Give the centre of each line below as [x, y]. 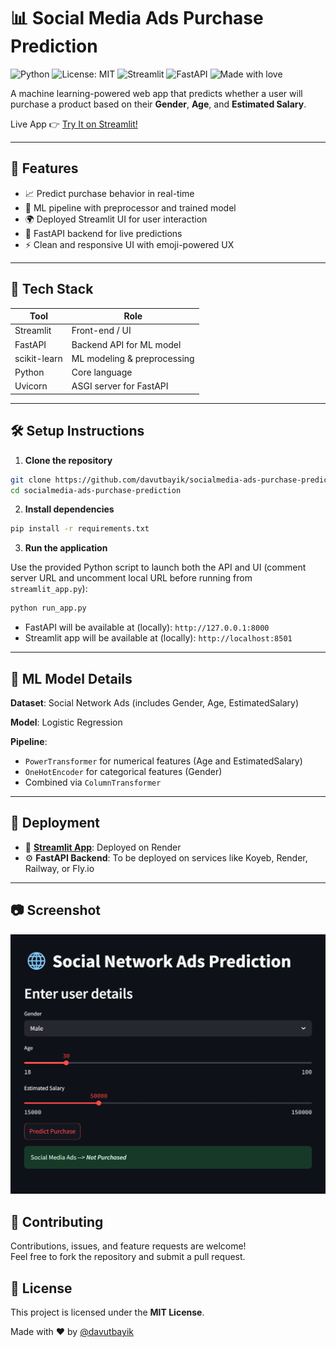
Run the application [66, 548]
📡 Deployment [55, 823]
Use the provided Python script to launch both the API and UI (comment [158, 567]
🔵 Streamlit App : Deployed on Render [103, 847]
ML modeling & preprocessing [133, 358]
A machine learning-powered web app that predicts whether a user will [156, 93]
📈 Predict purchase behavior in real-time [109, 193]
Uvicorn [31, 386]
